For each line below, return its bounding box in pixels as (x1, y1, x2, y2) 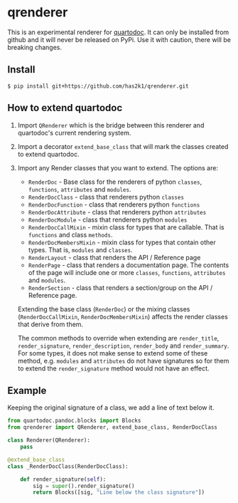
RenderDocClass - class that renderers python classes (28, 192, 185, 201)
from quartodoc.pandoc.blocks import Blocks (7, 418, 141, 425)
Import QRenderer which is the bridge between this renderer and (17, 120, 205, 129)
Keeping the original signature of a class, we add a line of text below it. (7, 403, 215, 412)
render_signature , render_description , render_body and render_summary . (17, 341, 229, 350)
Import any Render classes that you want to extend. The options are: (17, 163, 219, 172)
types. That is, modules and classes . (28, 245, 133, 254)
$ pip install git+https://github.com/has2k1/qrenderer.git (7, 83, 190, 90)
